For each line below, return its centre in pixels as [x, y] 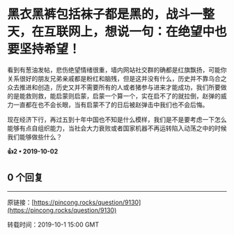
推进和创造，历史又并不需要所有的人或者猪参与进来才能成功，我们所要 [120, 87]
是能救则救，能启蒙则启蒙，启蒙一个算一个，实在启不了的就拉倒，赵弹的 [117, 96]
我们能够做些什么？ [35, 137]
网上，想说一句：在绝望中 [142, 32]
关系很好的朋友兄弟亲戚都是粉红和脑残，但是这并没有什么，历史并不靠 [108, 78]
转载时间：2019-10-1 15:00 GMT [53, 225]
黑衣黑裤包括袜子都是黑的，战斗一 [105, 14]
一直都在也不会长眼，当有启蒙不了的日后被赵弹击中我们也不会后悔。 [111, 105]
